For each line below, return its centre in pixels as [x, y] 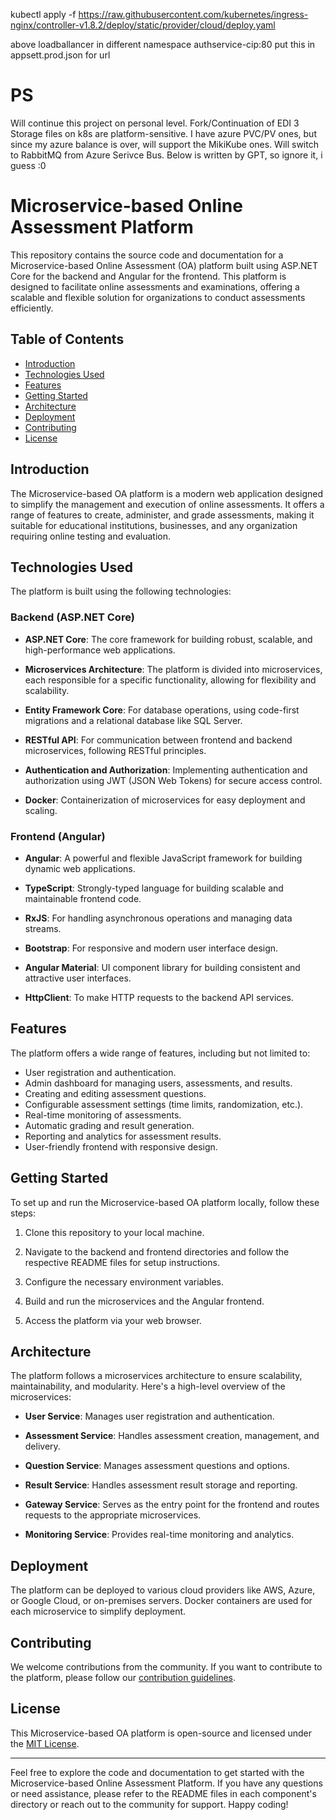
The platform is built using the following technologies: [121, 591]
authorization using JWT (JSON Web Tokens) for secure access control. [173, 780]
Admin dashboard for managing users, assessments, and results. [158, 1083]
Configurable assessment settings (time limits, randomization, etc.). [164, 1104]
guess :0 [28, 165]
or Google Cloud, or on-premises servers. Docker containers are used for [161, 1601]
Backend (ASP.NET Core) [72, 617]
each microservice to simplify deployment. [98, 1611]
